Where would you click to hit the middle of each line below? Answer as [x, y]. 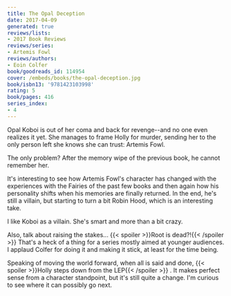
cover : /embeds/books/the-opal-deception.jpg [74, 78]
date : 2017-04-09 [32, 20]
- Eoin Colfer [28, 65]
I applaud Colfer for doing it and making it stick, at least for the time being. [113, 249]
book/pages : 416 [30, 98]
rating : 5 [21, 91]
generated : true [30, 26]
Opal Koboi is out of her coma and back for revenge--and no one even [108, 129]
